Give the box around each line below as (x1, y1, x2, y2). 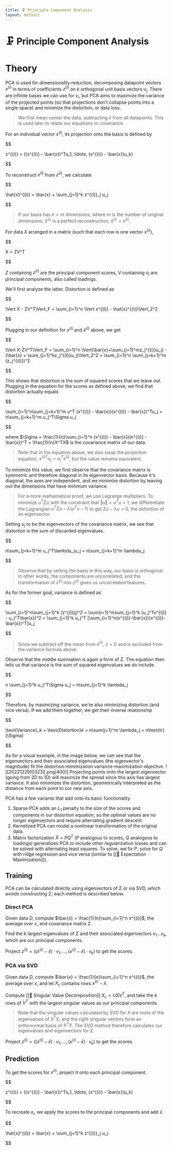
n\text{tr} (145, 727, 165, 733)
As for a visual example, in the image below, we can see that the (5, 752, 141, 759)
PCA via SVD (5, 962, 38, 969)
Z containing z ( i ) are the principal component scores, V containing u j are (5, 268, 158, 277)
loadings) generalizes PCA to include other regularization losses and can (12, 840, 167, 846)
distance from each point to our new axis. (5, 785, 93, 792)
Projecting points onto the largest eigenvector (69, 769, 166, 775)
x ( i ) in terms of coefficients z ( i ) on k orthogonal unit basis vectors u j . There (5, 85, 163, 93)
